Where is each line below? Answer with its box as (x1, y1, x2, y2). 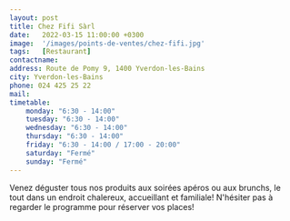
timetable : (9, 97, 51, 107)
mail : (9, 89, 30, 98)
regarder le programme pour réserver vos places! (9, 201, 195, 212)
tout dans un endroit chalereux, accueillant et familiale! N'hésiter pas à (9, 192, 274, 203)
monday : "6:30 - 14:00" (25, 106, 116, 116)
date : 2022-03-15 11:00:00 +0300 (9, 30, 145, 39)
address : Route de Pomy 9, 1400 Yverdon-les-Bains (9, 65, 205, 74)
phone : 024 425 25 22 (9, 81, 92, 90)
